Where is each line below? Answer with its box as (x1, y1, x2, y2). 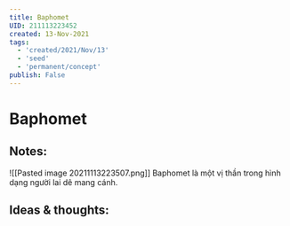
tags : (9, 37, 29, 47)
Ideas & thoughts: (9, 203, 109, 218)
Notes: (9, 144, 47, 160)
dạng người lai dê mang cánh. (9, 176, 118, 187)
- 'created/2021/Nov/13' (17, 46, 109, 55)
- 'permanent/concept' (17, 63, 101, 72)
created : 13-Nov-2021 (9, 29, 90, 38)
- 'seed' (17, 54, 50, 63)
